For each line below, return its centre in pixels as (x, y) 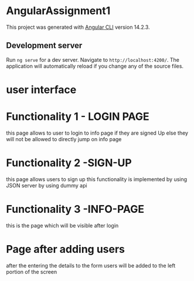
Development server (44, 46)
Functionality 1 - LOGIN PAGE (78, 117)
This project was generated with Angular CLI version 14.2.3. (78, 27)
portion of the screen (32, 272)
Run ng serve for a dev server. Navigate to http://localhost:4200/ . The (93, 59)
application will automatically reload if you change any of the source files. (95, 66)
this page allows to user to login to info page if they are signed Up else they (97, 133)
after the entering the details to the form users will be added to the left (91, 265)
